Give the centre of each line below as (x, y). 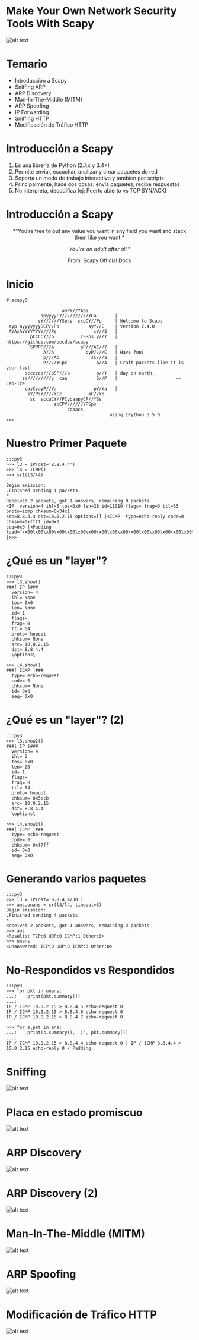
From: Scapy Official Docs (99, 260)
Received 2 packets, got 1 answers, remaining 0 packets (78, 501)
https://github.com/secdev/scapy (47, 342)
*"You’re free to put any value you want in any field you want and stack (99, 231)
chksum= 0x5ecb (30, 798)
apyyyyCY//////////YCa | (79, 316)
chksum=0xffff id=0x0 (33, 521)
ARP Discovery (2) (52, 1193)
